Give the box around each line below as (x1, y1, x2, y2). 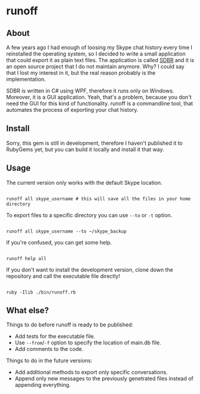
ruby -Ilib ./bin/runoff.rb (6, 289, 76, 295)
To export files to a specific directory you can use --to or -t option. (6, 211, 173, 219)
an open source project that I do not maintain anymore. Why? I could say (6, 63, 185, 70)
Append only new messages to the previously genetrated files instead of (14, 375, 194, 382)
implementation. (6, 76, 46, 83)
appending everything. (14, 381, 71, 389)
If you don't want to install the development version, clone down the (6, 266, 173, 273)
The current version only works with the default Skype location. (6, 179, 162, 186)
